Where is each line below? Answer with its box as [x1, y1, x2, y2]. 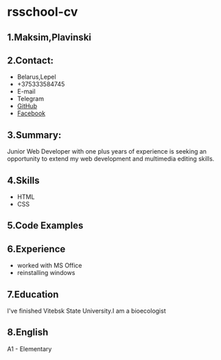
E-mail [16, 87, 36, 96]
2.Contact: [7, 54, 54, 66]
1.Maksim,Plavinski [7, 32, 91, 43]
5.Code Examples [7, 220, 84, 232]
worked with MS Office [16, 261, 82, 269]
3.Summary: [7, 129, 62, 141]
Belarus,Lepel [16, 73, 56, 81]
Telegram [16, 95, 45, 103]
